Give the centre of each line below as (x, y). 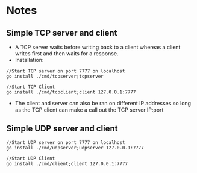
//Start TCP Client (31, 87)
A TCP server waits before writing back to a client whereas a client (98, 47)
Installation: (29, 60)
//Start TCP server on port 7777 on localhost (66, 71)
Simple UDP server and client (62, 129)
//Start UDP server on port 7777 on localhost (66, 142)
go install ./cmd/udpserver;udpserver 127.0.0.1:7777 (75, 148)
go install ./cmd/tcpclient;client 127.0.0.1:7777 (71, 92)
